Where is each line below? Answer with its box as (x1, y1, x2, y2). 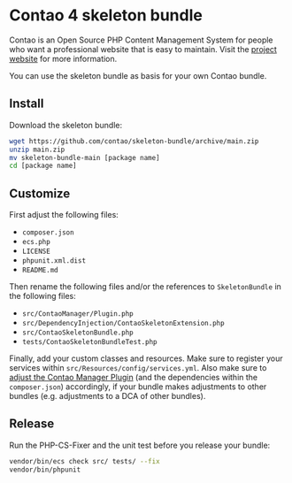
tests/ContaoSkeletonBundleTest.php (21, 338, 158, 347)
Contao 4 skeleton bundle (9, 5, 204, 26)
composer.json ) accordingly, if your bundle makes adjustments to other (9, 381, 267, 392)
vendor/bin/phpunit (9, 465, 81, 474)
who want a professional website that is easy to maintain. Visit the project (9, 43, 277, 54)
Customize (9, 186, 71, 201)
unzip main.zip (9, 145, 65, 154)
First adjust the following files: (9, 210, 119, 220)
